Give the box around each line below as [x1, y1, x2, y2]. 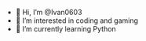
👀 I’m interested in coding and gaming [15, 16, 139, 25]
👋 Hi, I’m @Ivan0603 [15, 8, 82, 17]
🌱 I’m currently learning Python [15, 24, 116, 33]
